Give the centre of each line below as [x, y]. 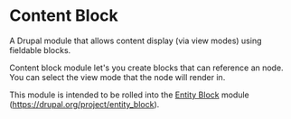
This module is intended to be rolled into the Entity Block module [130, 95]
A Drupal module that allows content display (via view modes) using [136, 41]
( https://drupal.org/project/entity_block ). [84, 104]
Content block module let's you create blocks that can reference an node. [146, 68]
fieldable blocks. [40, 50]
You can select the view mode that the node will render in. [117, 77]
